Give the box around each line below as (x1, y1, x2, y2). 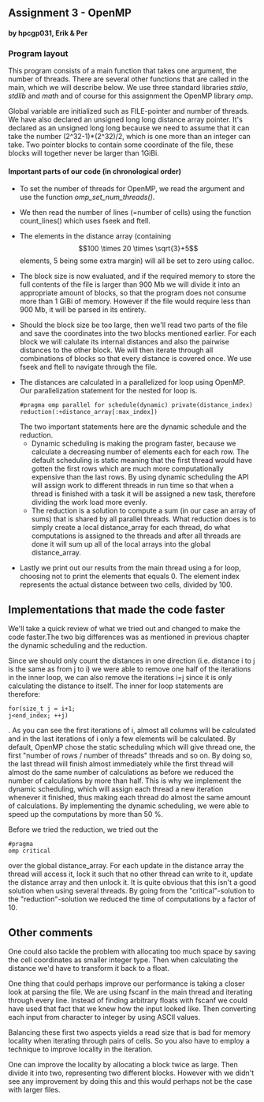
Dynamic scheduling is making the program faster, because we (31, 438, 236, 449)
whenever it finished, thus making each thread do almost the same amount (8, 793, 251, 803)
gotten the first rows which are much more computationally (31, 464, 224, 473)
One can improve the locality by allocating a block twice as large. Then (8, 1060, 238, 1070)
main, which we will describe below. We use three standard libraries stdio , (8, 83, 248, 92)
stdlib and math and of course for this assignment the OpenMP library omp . (8, 91, 254, 101)
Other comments (8, 926, 93, 939)
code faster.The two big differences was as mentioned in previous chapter (8, 632, 250, 642)
